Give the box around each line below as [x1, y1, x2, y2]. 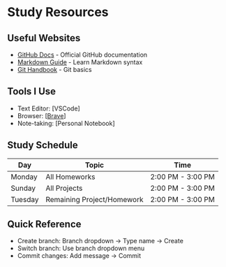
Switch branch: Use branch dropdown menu [17, 244, 145, 252]
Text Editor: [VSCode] [17, 104, 80, 113]
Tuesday [10, 194, 39, 204]
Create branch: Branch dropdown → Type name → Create [17, 237, 183, 245]
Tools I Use [7, 85, 56, 98]
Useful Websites [7, 32, 81, 44]
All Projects [45, 183, 83, 193]
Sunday [10, 183, 36, 193]
